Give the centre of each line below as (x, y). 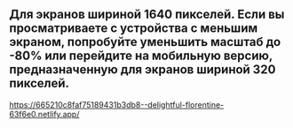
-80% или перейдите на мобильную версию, (141, 56)
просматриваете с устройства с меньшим (134, 29)
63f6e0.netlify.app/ (44, 114)
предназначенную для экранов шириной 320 (143, 70)
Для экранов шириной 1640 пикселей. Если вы (147, 15)
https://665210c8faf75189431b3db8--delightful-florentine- (117, 104)
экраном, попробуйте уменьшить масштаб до (145, 42)
